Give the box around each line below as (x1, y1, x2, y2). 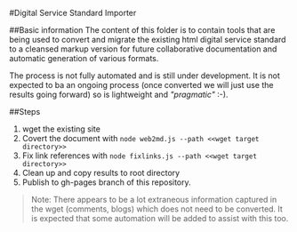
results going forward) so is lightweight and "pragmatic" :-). (9, 89, 229, 100)
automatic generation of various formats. (9, 53, 159, 63)
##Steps (9, 107, 41, 116)
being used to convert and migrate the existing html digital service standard (9, 35, 286, 44)
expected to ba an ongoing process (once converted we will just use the (9, 80, 274, 90)
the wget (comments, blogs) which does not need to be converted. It (30, 204, 283, 214)
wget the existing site (21, 124, 100, 134)
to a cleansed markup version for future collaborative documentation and (9, 44, 277, 54)
